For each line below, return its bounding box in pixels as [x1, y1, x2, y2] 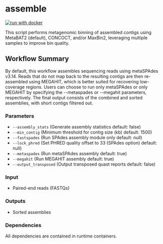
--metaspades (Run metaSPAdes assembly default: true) [12, 151, 127, 157]
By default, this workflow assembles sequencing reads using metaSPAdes [5, 68, 158, 74]
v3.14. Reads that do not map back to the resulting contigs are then [5, 73, 144, 79]
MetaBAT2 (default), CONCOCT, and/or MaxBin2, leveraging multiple [5, 35, 148, 41]
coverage [5, 84, 25, 90]
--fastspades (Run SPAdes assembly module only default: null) [12, 135, 143, 141]
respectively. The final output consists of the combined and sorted [5, 94, 143, 100]
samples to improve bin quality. [5, 40, 70, 46]
